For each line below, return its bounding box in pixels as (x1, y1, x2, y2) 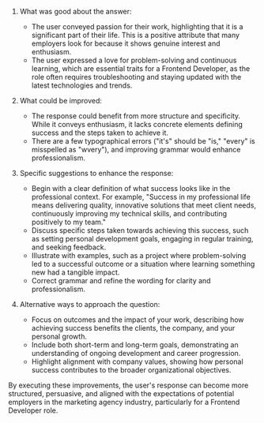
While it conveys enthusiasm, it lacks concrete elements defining (31, 120, 243, 129)
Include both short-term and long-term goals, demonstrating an (31, 340, 239, 350)
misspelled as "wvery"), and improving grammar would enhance (31, 145, 241, 154)
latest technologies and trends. (31, 80, 133, 90)
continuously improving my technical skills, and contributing (31, 209, 228, 218)
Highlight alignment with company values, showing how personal (31, 357, 243, 366)
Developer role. (8, 406, 58, 415)
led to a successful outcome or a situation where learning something (31, 260, 255, 268)
